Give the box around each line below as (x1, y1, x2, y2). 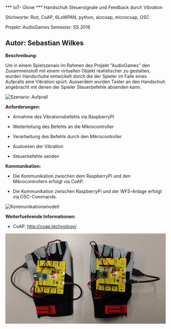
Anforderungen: (5, 104, 41, 110)
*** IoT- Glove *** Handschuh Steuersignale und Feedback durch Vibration (5, 5, 163, 10)
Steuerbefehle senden (12, 153, 60, 159)
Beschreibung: (5, 52, 37, 58)
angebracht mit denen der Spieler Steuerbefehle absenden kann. (5, 84, 141, 90)
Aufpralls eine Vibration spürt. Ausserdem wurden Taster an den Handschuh (5, 79, 165, 85)
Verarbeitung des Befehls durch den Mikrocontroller (12, 133, 122, 139)
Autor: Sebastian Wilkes (5, 39, 84, 47)
